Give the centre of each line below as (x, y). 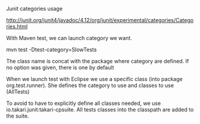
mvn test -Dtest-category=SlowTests (52, 49)
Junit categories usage (34, 9)
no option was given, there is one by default (60, 67)
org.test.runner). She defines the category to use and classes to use (90, 85)
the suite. (18, 116)
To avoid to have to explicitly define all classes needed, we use (84, 103)
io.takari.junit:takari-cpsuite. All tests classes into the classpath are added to (100, 109)
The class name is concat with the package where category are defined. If (98, 61)
